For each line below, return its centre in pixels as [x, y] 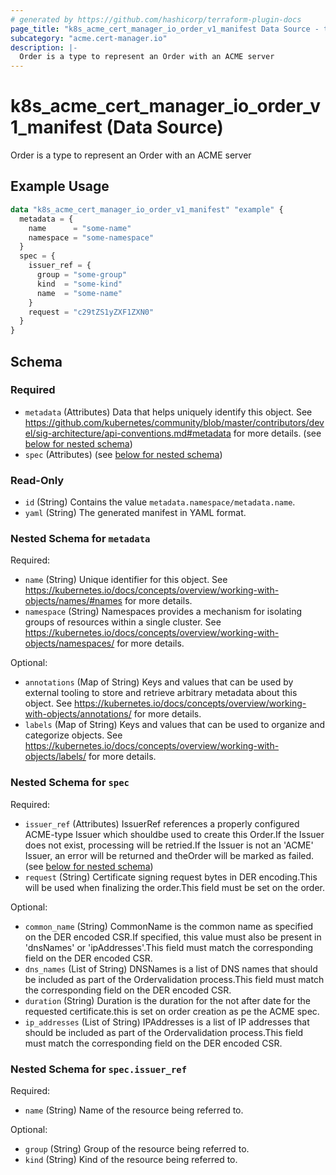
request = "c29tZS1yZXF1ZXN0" [91, 312]
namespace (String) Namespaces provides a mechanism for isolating [163, 612]
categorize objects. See [73, 735]
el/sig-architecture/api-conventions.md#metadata [128, 433]
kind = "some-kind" [79, 284]
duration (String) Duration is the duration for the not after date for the [167, 1000]
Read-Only [37, 480]
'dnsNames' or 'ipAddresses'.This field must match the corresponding [169, 947]
